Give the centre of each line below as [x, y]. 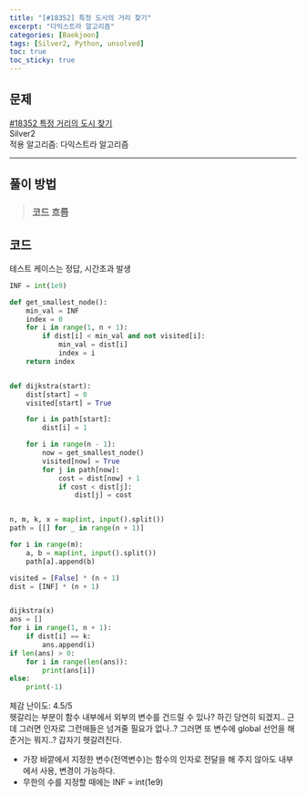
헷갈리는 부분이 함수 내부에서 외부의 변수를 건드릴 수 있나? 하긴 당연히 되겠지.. [147, 718]
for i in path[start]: [69, 419]
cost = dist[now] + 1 [99, 478]
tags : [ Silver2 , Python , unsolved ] [77, 43]
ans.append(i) [69, 645]
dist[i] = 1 [65, 428]
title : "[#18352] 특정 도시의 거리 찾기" [81, 18]
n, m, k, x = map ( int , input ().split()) [87, 520]
